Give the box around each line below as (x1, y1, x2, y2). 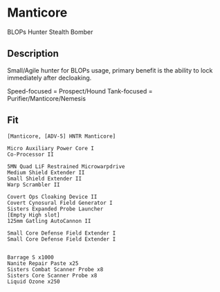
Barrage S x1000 (7, 254, 54, 261)
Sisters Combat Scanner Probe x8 (7, 266, 104, 273)
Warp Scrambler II (7, 181, 60, 188)
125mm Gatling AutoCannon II (7, 217, 91, 224)
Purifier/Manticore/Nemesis (7, 94, 86, 102)
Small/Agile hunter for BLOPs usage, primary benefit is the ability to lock (7, 66, 213, 74)
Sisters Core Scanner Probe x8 (7, 272, 98, 279)
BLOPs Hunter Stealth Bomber (7, 28, 93, 36)
